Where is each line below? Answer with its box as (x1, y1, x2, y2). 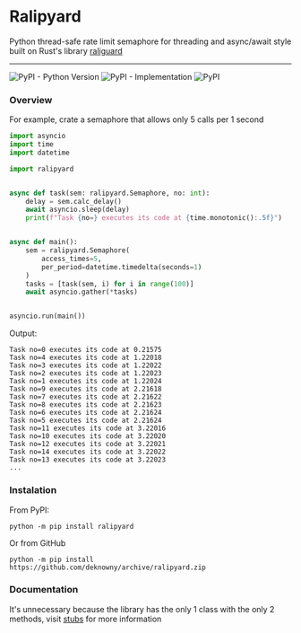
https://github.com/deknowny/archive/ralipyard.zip (9, 563, 206, 572)
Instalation (9, 484, 57, 497)
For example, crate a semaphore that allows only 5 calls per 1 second (9, 114, 264, 125)
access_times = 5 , (41, 254, 102, 263)
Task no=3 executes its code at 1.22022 (9, 361, 163, 370)
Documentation (9, 584, 79, 596)
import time (9, 140, 54, 149)
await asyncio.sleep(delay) (25, 205, 130, 215)
